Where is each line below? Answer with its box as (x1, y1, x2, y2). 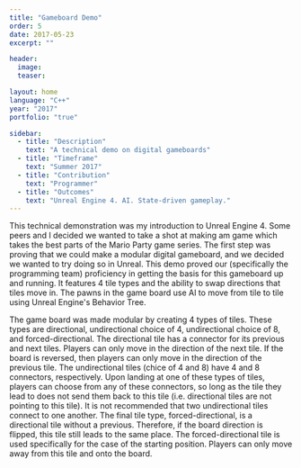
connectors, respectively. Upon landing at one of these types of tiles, (9, 372, 265, 382)
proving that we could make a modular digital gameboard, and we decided (9, 249, 285, 260)
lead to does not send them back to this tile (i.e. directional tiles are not (9, 391, 272, 401)
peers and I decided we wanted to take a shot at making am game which (9, 230, 278, 241)
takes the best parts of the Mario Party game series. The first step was (9, 239, 271, 250)
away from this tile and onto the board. (9, 448, 153, 459)
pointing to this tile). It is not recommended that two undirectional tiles (9, 400, 269, 411)
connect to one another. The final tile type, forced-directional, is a (9, 410, 253, 421)
